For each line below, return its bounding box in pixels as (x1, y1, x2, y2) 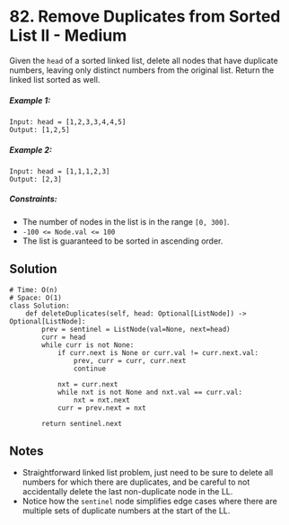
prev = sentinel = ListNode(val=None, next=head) (41, 325, 231, 334)
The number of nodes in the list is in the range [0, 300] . (22, 216, 231, 227)
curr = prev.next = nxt (57, 403, 146, 413)
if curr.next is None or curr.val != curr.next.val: (57, 348, 258, 357)
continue (73, 364, 106, 373)
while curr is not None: (41, 340, 135, 350)
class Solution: (9, 301, 70, 310)
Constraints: (9, 193, 57, 204)
